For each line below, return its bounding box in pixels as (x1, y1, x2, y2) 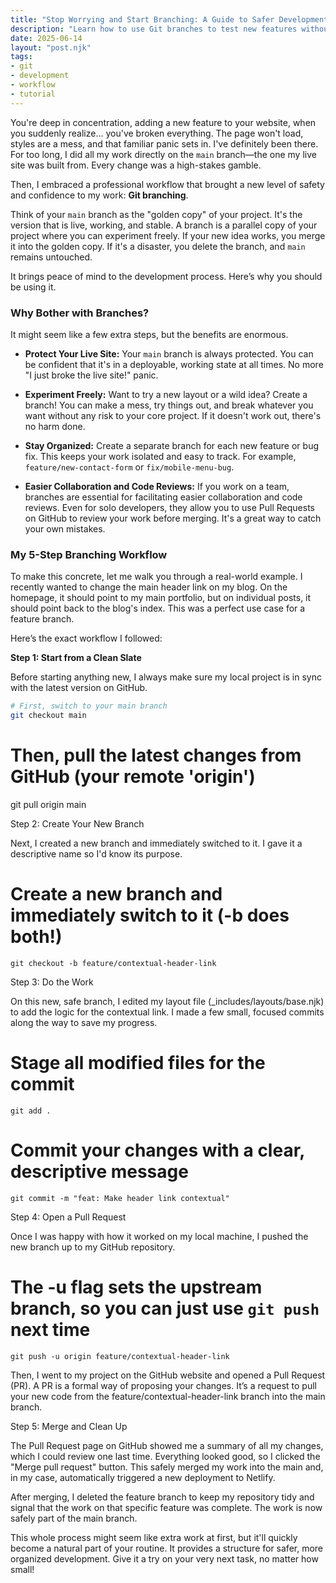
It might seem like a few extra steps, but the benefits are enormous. (10, 328, 289, 340)
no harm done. (24, 420, 86, 432)
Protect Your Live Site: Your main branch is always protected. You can (24, 347, 314, 360)
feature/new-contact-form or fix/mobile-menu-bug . (24, 461, 235, 473)
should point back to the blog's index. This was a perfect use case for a (10, 602, 306, 615)
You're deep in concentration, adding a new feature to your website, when (10, 116, 317, 128)
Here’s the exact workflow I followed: (10, 632, 163, 645)
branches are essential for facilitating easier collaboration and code (24, 491, 303, 503)
